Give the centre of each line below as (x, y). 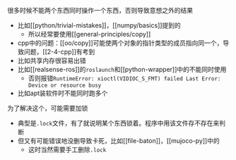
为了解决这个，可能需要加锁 (48, 108)
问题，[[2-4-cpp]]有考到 (59, 52)
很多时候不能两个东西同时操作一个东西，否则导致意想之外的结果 (100, 10)
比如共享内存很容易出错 (52, 61)
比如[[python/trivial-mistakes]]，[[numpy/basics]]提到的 (99, 25)
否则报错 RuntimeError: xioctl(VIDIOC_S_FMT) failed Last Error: (124, 78)
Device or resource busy (65, 85)
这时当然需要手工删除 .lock (67, 149)
